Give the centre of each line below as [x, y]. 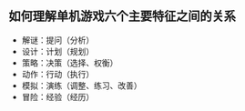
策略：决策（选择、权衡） [70, 63]
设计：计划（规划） [58, 51]
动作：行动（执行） [58, 74]
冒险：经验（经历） [58, 96]
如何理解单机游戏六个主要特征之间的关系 [122, 16]
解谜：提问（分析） [58, 40]
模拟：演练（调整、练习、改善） [82, 86]
